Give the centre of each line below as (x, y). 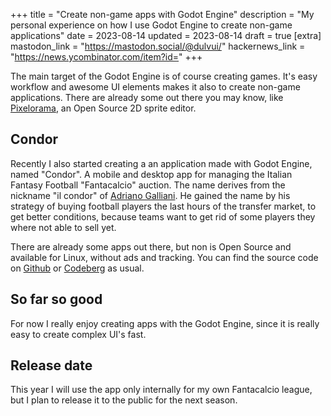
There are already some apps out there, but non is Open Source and (151, 246)
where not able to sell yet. (63, 227)
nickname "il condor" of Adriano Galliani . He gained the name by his (150, 195)
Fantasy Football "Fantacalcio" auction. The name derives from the (148, 185)
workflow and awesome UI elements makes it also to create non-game (155, 87)
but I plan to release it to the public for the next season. (124, 400)
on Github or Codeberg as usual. (77, 268)
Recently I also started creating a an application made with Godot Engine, (161, 163)
